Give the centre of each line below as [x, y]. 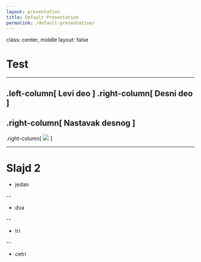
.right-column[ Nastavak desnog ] [71, 123]
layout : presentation [33, 12]
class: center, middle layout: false [47, 40]
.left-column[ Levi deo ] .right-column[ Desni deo [100, 93]
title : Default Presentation [42, 17]
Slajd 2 [23, 168]
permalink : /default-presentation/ [51, 23]
